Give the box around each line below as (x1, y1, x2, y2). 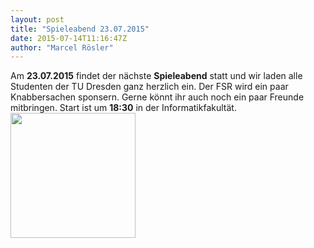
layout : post (10, 14, 65, 25)
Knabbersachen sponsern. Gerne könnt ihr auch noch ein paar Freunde (10, 91, 305, 103)
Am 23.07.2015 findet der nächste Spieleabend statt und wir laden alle (10, 70, 303, 82)
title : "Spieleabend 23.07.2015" (10, 24, 150, 34)
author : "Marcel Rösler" (10, 42, 114, 53)
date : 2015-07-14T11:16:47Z (10, 33, 128, 43)
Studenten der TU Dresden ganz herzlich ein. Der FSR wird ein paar (10, 81, 289, 93)
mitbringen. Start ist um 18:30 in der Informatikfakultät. (10, 102, 237, 114)
